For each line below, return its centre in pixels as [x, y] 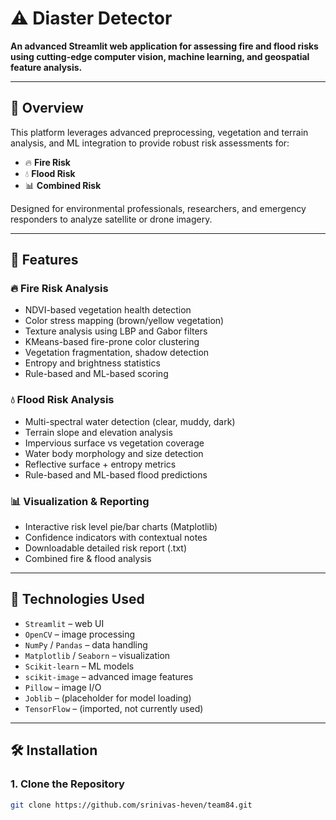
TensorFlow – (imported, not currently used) [114, 708]
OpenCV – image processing [80, 634]
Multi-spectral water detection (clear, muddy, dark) [130, 421]
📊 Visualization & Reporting [80, 501]
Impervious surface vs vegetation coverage [114, 443]
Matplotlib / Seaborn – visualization [97, 655]
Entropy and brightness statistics [92, 363]
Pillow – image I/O [63, 687]
